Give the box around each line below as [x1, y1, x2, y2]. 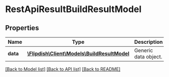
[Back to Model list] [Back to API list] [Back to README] [5, 66, 121, 72]
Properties [5, 24, 39, 32]
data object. [134, 53, 162, 60]
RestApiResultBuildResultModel [5, 4, 142, 15]
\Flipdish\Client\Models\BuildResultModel [27, 50, 130, 57]
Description [134, 39, 163, 45]
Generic [134, 47, 153, 54]
